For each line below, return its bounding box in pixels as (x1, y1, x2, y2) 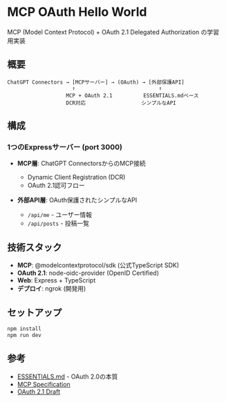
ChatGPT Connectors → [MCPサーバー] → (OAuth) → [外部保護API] (7, 79, 185, 86)
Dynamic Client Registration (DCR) (27, 173, 126, 182)
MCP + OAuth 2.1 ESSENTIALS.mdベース (66, 92, 199, 99)
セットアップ (7, 307, 62, 318)
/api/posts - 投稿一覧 (27, 219, 90, 228)
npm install (7, 325, 41, 332)
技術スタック (7, 241, 62, 253)
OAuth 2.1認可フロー (27, 181, 85, 190)
